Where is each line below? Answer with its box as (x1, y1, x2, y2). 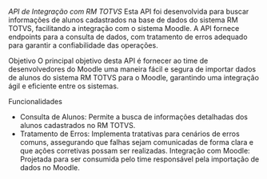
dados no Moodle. (19, 163, 80, 172)
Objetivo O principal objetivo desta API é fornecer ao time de (8, 56, 209, 65)
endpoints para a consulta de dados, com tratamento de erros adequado (8, 32, 248, 41)
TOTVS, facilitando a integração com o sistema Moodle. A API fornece (8, 24, 240, 33)
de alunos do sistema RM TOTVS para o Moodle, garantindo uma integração (8, 73, 260, 82)
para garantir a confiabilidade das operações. (8, 41, 158, 50)
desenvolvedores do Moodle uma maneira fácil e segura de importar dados (8, 64, 257, 74)
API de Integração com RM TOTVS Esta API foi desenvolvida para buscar (8, 7, 249, 16)
